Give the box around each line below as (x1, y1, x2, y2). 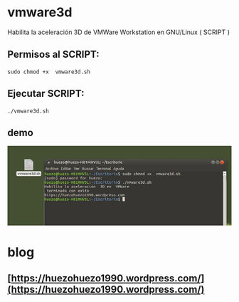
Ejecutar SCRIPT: (7, 88, 85, 100)
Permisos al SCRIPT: (7, 48, 100, 61)
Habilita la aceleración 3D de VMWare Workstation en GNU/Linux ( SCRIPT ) (7, 28, 230, 36)
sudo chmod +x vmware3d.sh (7, 68, 91, 75)
